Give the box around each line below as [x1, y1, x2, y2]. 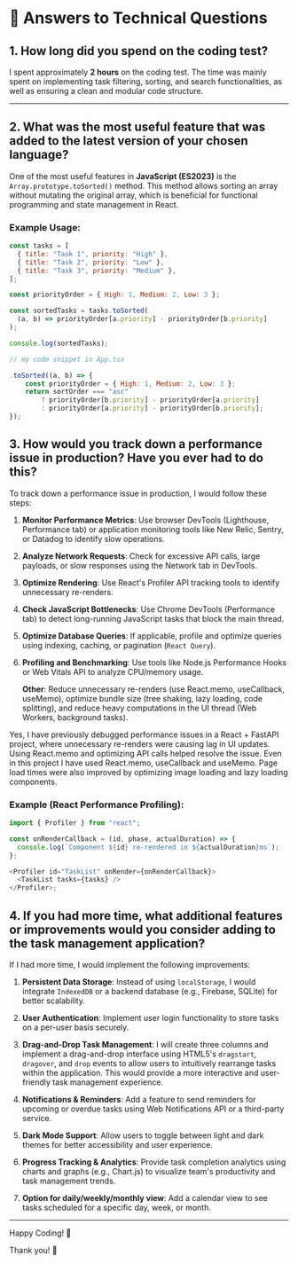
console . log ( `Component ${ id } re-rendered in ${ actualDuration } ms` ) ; [17, 843, 279, 852]
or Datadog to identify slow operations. [21, 533, 166, 544]
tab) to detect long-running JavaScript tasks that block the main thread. [21, 613, 285, 624]
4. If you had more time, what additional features [9, 908, 283, 923]
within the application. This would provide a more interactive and [21, 1068, 259, 1079]
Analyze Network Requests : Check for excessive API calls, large [21, 550, 261, 561]
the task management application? [9, 936, 206, 951]
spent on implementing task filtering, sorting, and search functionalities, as [9, 76, 282, 87]
